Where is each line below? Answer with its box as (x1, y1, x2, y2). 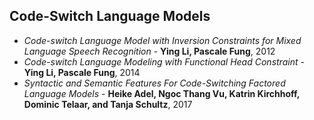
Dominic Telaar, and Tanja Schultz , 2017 (23, 98, 193, 110)
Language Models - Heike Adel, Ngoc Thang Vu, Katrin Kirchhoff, (23, 87, 301, 99)
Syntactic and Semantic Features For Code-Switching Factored (23, 77, 286, 89)
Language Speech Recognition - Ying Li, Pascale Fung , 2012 (23, 45, 276, 57)
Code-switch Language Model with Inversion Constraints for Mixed (23, 34, 302, 46)
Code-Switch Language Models (9, 8, 211, 25)
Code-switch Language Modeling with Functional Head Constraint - (23, 55, 305, 68)
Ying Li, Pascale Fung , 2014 (23, 66, 141, 78)
